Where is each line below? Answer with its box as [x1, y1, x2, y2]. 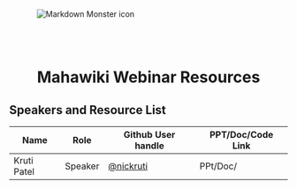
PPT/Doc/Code [209, 129, 274, 140]
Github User [123, 129, 176, 140]
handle [134, 140, 165, 152]
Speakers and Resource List [9, 102, 166, 117]
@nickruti [107, 160, 148, 172]
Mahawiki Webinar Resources [36, 67, 261, 87]
